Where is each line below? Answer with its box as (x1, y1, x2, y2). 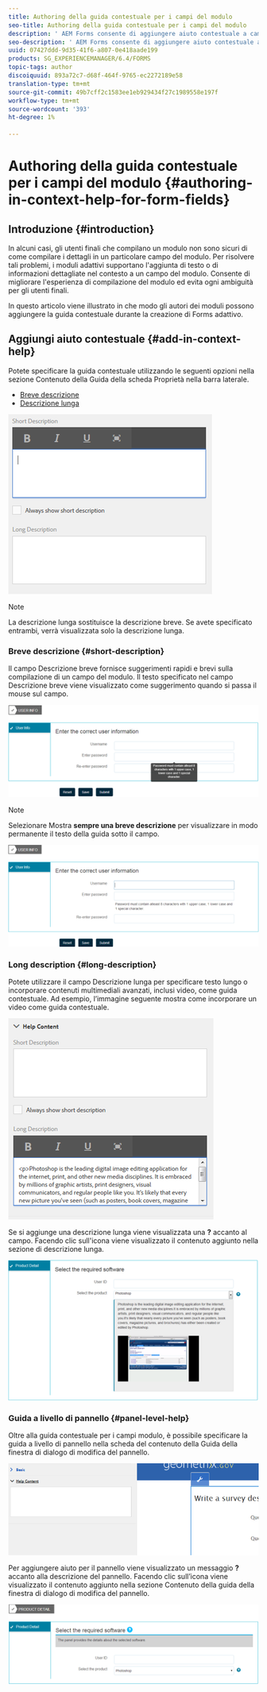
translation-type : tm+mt (8, 79, 91, 87)
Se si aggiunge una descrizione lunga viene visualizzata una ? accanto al (8, 1228, 248, 1237)
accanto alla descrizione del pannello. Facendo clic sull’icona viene (8, 1572, 229, 1582)
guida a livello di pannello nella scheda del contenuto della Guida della (8, 1439, 238, 1449)
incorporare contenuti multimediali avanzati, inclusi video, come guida (8, 985, 238, 995)
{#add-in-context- (146, 332, 242, 346)
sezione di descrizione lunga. (8, 1245, 105, 1254)
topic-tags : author (8, 64, 73, 72)
